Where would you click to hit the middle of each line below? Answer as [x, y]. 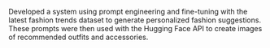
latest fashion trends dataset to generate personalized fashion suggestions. [135, 20]
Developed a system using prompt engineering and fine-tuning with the [128, 12]
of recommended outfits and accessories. [78, 37]
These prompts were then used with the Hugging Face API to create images [135, 28]
